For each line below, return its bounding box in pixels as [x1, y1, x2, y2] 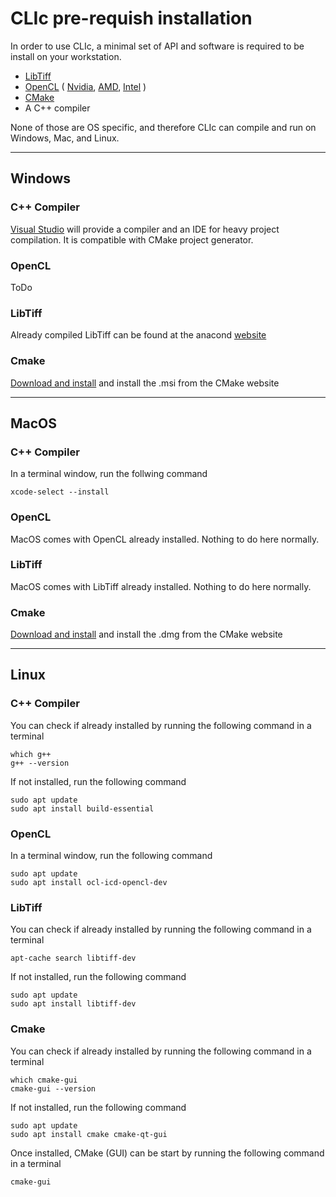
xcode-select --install [10, 487, 110, 497]
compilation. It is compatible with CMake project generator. [10, 233, 254, 246]
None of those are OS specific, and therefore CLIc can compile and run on [10, 121, 317, 133]
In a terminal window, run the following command [10, 850, 213, 862]
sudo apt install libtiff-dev [10, 999, 137, 1009]
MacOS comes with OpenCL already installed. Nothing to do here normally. [10, 533, 320, 545]
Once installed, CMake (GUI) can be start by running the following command [10, 1147, 325, 1159]
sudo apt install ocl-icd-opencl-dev [10, 878, 168, 888]
